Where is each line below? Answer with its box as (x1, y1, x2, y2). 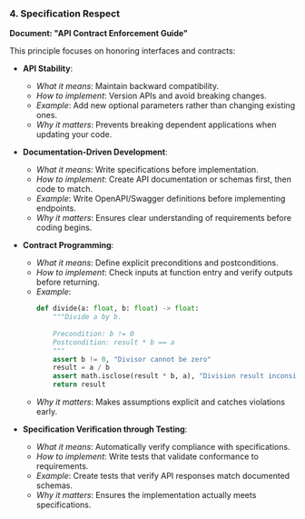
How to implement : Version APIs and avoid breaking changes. (35, 90, 268, 102)
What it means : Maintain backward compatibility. (35, 81, 220, 92)
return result (53, 380, 106, 389)
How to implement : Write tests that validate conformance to (35, 451, 259, 462)
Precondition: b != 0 (53, 329, 134, 338)
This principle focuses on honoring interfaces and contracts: (9, 45, 236, 56)
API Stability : (22, 63, 74, 75)
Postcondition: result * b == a (53, 337, 175, 347)
